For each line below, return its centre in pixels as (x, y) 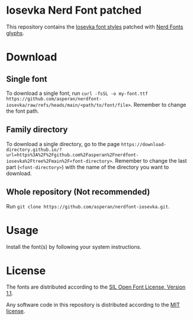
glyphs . (15, 33)
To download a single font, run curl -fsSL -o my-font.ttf (77, 93)
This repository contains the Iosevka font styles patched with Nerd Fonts (95, 27)
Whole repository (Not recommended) (78, 192)
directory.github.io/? (34, 150)
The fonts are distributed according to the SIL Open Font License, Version (96, 287)
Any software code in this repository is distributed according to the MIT (93, 305)
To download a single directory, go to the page (63, 144)
